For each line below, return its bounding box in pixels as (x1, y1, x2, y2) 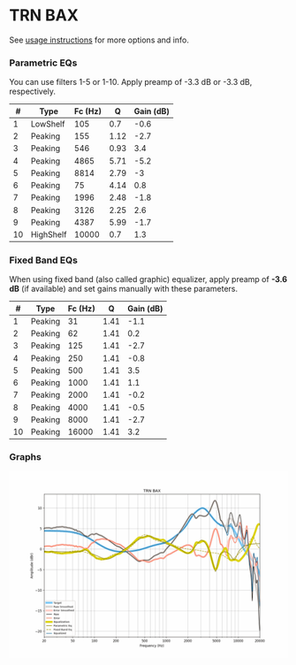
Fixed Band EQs (9, 254, 78, 266)
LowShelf (30, 118, 65, 129)
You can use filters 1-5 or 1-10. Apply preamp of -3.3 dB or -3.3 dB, (9, 77, 253, 88)
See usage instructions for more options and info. (9, 34, 190, 45)
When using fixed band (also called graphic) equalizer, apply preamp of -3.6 (9, 274, 288, 285)
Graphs (9, 451, 42, 463)
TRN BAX (9, 5, 80, 26)
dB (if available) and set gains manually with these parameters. (9, 284, 239, 294)
